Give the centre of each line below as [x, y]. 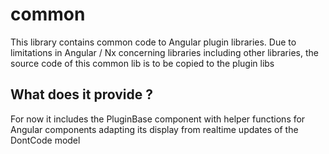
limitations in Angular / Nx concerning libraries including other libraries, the [164, 52]
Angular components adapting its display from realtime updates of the [154, 129]
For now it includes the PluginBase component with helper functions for [158, 119]
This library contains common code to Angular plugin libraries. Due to [153, 42]
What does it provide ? [81, 94]
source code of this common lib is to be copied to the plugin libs [142, 63]
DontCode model [45, 140]
